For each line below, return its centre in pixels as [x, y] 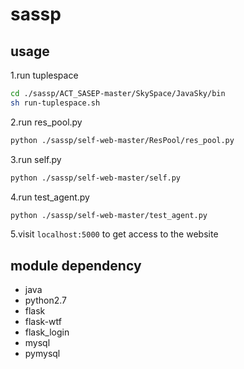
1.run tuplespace [44, 75]
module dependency [76, 265]
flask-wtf [43, 322]
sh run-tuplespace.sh [55, 103]
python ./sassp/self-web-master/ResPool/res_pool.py [122, 140]
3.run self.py [36, 159]
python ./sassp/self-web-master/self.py [96, 178]
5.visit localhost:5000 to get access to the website [114, 234]
